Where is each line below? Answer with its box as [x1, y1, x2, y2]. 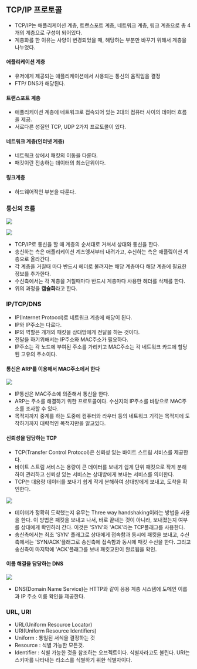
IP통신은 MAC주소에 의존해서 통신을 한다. [14, 390, 110, 397]
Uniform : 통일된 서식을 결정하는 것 [14, 634, 96, 641]
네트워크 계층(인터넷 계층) [6, 138, 64, 145]
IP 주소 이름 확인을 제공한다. [21, 593, 85, 600]
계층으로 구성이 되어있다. [25, 29, 83, 36]
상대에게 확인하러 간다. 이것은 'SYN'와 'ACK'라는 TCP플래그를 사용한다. [21, 523, 185, 530]
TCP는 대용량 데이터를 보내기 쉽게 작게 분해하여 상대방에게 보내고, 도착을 [14, 478, 182, 485]
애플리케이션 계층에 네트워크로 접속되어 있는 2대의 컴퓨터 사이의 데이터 [14, 109, 176, 116]
